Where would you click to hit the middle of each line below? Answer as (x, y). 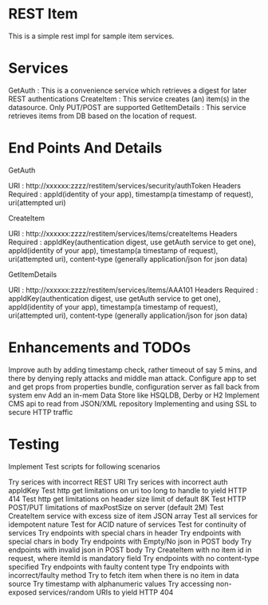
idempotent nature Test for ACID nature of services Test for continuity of (128, 524)
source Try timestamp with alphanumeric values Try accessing (111, 583)
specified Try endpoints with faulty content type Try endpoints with (119, 567)
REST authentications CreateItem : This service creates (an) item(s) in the (129, 99)
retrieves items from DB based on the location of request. (102, 116)
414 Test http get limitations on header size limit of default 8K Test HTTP (127, 499)
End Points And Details (85, 148)
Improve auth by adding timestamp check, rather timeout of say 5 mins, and (133, 370)
